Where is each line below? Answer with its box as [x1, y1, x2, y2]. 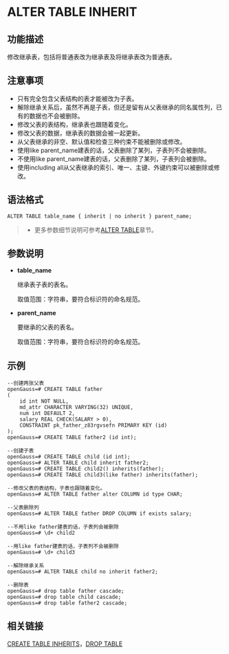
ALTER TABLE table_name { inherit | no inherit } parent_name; [7, 213, 193, 220]
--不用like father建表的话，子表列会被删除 [7, 524, 119, 531]
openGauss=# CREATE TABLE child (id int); [7, 454, 131, 461]
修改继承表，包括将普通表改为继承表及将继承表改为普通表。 [7, 53, 176, 61]
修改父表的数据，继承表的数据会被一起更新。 [17, 129, 144, 137]
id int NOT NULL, [19, 398, 69, 405]
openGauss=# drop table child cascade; [7, 593, 122, 601]
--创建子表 [7, 447, 34, 454]
